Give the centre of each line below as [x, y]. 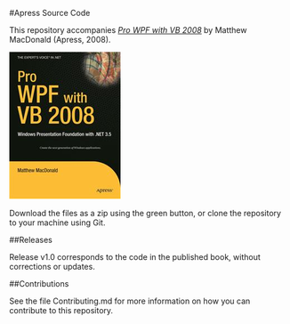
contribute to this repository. [61, 310]
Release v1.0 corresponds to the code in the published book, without [135, 257]
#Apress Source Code [50, 13]
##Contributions [39, 283]
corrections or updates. [52, 267]
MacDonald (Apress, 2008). [60, 40]
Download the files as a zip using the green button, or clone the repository [145, 213]
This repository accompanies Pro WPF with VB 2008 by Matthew [128, 30]
